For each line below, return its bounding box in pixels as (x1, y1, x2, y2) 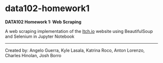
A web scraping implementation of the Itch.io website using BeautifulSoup (5, 28, 153, 34)
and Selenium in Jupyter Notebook (5, 33, 75, 39)
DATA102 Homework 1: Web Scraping (5, 19, 81, 25)
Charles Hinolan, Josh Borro (5, 52, 62, 58)
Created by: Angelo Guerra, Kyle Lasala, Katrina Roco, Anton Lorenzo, (5, 47, 145, 53)
